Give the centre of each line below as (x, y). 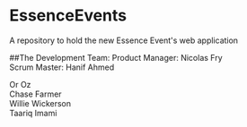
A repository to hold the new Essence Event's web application (124, 40)
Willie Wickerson (40, 103)
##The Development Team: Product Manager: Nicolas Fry (116, 57)
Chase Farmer (35, 94)
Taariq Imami (33, 113)
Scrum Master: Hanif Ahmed (62, 67)
